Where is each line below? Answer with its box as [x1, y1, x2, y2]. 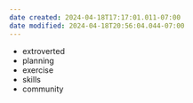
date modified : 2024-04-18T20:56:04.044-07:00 [9, 21, 185, 30]
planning [21, 55, 55, 66]
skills [21, 74, 42, 84]
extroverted [21, 45, 65, 56]
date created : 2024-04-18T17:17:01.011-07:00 [9, 12, 181, 22]
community [21, 83, 64, 94]
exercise [21, 64, 54, 75]
